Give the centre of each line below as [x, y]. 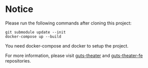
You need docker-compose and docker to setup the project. [67, 45]
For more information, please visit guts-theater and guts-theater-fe [74, 55]
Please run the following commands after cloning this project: [68, 23]
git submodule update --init [35, 32]
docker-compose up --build [33, 36]
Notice [19, 9]
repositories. [18, 60]
